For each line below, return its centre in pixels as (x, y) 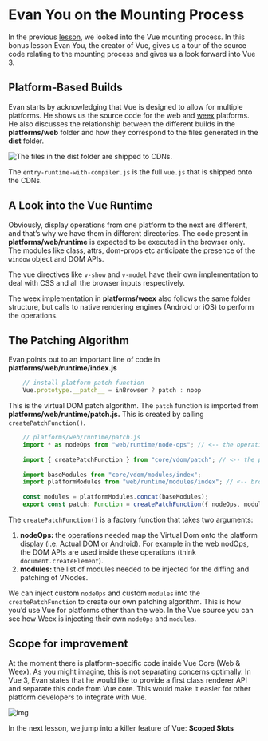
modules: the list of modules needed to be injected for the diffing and (134, 569)
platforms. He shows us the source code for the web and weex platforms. (129, 115)
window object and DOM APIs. (56, 258)
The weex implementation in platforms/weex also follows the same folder (130, 298)
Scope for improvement (68, 644)
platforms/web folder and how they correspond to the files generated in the (133, 132)
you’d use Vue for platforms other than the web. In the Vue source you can (131, 610)
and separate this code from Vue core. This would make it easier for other (130, 688)
